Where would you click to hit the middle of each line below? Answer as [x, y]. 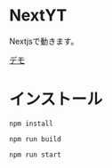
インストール [56, 100]
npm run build [36, 139]
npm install [31, 124]
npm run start [36, 155]
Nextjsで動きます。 [44, 41]
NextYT [38, 16]
